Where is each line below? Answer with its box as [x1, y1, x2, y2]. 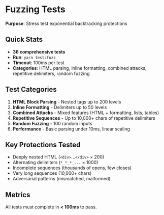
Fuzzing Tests [5, 4, 65, 15]
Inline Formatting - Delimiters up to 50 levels [12, 104, 107, 110]
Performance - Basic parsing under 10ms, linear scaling [12, 126, 130, 132]
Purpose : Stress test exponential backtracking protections [5, 20, 127, 26]
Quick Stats [5, 35, 43, 44]
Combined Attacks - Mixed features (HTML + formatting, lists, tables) [12, 110, 159, 116]
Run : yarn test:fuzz [12, 54, 56, 60]
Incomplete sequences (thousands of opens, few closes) [12, 165, 132, 171]
